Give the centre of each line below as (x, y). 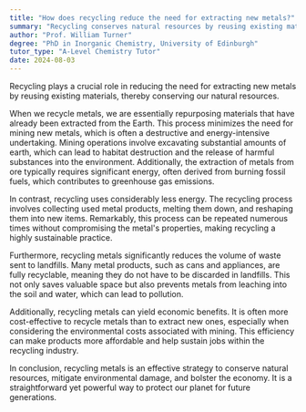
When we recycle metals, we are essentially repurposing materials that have (152, 113)
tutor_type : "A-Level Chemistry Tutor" (85, 52)
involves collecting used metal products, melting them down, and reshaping (151, 209)
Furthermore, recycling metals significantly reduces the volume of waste (145, 255)
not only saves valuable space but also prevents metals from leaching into (148, 284)
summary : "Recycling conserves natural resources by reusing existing (146, 26)
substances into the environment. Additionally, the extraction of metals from (152, 162)
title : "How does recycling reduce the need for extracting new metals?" (153, 18)
